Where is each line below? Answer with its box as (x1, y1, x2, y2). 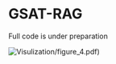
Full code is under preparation (8, 31, 109, 41)
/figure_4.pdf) (54, 46, 101, 56)
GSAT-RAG (8, 5, 83, 23)
